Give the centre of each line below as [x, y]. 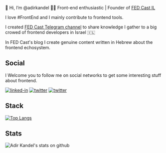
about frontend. [21, 80]
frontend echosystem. [28, 48]
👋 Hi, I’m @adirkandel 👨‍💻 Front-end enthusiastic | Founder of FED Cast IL [80, 8]
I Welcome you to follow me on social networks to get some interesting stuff [83, 75]
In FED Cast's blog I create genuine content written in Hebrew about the [79, 42]
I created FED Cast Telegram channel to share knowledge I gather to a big [81, 27]
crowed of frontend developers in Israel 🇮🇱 [50, 32]
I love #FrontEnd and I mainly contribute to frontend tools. [64, 17]
